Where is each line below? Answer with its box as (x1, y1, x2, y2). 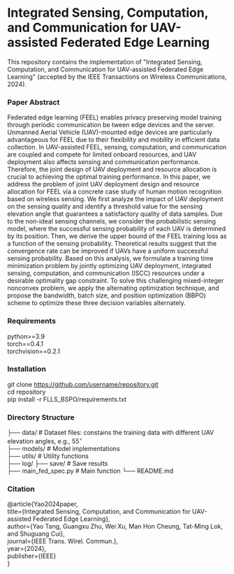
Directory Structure (7, 412, 75, 422)
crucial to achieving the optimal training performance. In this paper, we (7, 172, 211, 181)
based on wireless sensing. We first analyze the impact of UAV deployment (7, 195, 224, 203)
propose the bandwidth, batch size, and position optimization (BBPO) (7, 291, 206, 300)
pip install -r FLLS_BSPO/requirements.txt (7, 395, 127, 403)
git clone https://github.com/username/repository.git (7, 380, 159, 388)
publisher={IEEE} (7, 552, 57, 560)
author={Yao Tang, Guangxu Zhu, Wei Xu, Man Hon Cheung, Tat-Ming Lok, (7, 522, 224, 531)
